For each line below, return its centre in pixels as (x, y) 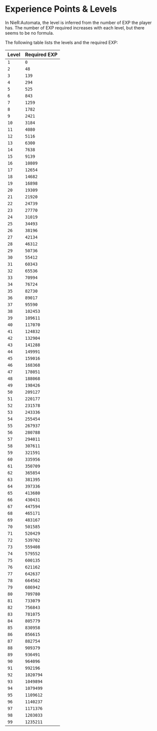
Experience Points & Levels (61, 9)
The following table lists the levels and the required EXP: (62, 42)
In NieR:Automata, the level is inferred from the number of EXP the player (78, 23)
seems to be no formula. (29, 33)
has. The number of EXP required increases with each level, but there (75, 27)
